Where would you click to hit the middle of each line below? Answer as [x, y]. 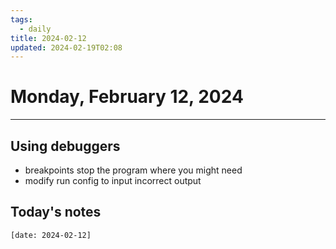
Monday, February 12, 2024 [127, 97]
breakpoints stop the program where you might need [133, 170]
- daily [35, 29]
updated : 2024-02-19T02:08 [66, 47]
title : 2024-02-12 [48, 38]
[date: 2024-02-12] [51, 235]
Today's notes [56, 212]
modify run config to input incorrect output [113, 180]
